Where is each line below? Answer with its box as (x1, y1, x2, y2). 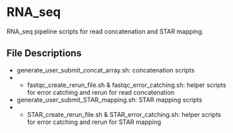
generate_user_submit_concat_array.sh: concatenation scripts (16, 65, 195, 74)
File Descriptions (6, 47, 82, 59)
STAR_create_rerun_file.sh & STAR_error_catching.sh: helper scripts (27, 110, 221, 118)
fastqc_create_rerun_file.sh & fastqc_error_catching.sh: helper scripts (27, 81, 227, 89)
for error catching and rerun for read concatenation (27, 88, 175, 96)
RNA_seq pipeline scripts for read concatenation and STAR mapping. (6, 27, 204, 36)
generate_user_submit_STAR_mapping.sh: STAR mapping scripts (16, 95, 203, 104)
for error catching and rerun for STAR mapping (27, 118, 162, 126)
